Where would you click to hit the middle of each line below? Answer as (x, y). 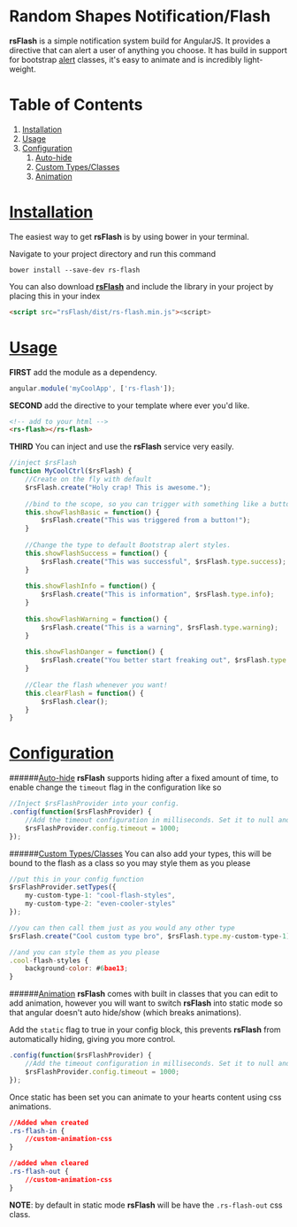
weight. (23, 69)
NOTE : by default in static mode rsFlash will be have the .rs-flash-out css (146, 1205)
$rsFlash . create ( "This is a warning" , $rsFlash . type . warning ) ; (160, 627)
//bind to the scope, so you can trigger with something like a (146, 504)
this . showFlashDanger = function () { (95, 652)
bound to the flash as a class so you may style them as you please (130, 863)
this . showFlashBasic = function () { (93, 512)
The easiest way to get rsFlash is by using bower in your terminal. (129, 236)
